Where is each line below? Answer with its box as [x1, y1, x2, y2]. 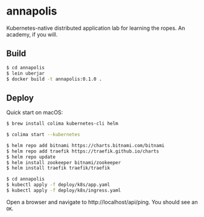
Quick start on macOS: [6, 109, 63, 116]
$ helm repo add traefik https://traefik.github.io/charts [6, 148, 160, 154]
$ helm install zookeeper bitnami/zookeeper [6, 159, 121, 165]
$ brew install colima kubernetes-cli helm [6, 120, 119, 127]
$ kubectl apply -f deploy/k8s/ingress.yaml [6, 187, 121, 194]
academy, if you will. [6, 30, 58, 38]
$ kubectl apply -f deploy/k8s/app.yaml [6, 182, 111, 188]
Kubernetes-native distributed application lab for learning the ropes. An [6, 24, 186, 32]
